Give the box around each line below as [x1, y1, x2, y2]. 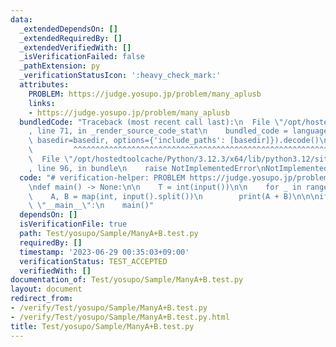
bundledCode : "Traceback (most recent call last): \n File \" [19, 117, 284, 127]
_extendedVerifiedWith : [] [19, 42, 132, 53]
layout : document [10, 284, 83, 295]
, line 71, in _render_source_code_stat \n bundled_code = [28, 126, 288, 136]
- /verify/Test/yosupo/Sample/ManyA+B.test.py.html [10, 312, 230, 322]
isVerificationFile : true [19, 219, 128, 230]
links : [28, 98, 56, 108]
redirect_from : [10, 294, 74, 304]
